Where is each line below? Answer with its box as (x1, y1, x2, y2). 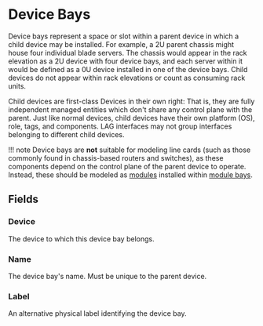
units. (8, 81, 26, 91)
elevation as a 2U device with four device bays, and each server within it (8, 56, 243, 66)
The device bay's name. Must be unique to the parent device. (8, 271, 207, 281)
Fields (8, 193, 39, 206)
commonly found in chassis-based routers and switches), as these (8, 153, 224, 162)
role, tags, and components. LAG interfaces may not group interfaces (8, 121, 232, 131)
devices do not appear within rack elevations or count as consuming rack (8, 73, 246, 82)
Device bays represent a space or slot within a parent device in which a (8, 31, 239, 41)
